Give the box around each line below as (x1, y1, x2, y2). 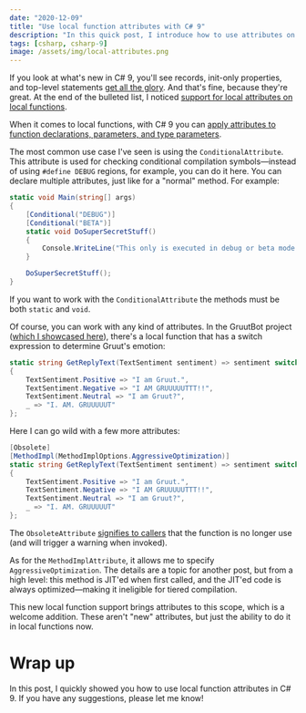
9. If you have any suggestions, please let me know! (9, 692, 204, 703)
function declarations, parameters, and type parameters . (9, 129, 222, 139)
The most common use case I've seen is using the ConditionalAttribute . (9, 147, 284, 158)
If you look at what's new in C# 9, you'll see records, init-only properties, (9, 72, 282, 83)
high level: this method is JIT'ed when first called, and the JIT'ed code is (9, 573, 282, 584)
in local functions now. (9, 621, 94, 632)
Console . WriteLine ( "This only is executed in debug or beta (42, 243, 275, 253)
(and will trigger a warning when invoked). (9, 537, 168, 548)
